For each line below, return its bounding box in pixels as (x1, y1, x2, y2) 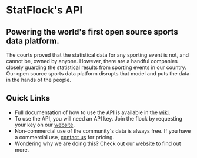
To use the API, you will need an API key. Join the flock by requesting (14, 115, 182, 122)
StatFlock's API (6, 4, 83, 17)
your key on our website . (14, 121, 75, 128)
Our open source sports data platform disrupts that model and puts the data (6, 70, 190, 77)
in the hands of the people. (6, 77, 72, 83)
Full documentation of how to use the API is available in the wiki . (14, 109, 171, 116)
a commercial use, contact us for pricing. (14, 133, 115, 140)
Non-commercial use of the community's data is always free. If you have (14, 127, 191, 135)
